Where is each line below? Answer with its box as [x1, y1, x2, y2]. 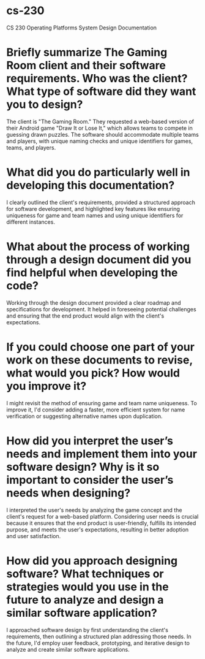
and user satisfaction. [6, 532, 61, 539]
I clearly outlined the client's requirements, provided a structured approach [6, 199, 196, 206]
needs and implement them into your [6, 447, 198, 460]
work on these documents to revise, [6, 353, 193, 367]
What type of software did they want [6, 85, 196, 99]
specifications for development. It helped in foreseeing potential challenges [6, 305, 197, 313]
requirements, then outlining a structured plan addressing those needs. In [6, 633, 192, 640]
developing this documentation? [6, 178, 175, 192]
